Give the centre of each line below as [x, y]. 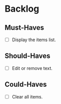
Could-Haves [26, 84]
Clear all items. [27, 96]
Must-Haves [24, 28]
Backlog [22, 9]
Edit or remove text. [32, 68]
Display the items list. [34, 40]
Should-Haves [27, 56]
